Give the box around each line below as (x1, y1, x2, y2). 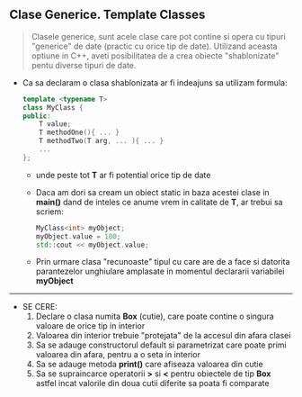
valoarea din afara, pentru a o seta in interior (35, 349, 200, 360)
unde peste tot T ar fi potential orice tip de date (35, 169, 211, 180)
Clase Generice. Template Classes (9, 7, 206, 23)
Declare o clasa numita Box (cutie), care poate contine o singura (35, 311, 274, 322)
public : (22, 112, 51, 121)
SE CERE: (22, 302, 58, 312)
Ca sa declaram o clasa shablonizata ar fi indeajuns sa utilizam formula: (22, 77, 288, 88)
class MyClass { (22, 103, 84, 112)
